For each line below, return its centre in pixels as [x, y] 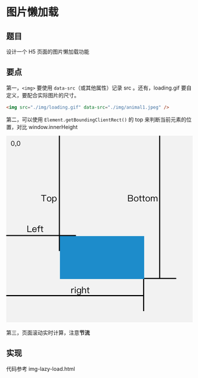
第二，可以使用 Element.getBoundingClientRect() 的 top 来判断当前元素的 [96, 119]
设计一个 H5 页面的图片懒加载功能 [48, 52]
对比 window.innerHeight [47, 127]
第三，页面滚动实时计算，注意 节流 [48, 333]
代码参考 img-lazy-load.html [41, 368]
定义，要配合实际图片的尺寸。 [43, 95]
